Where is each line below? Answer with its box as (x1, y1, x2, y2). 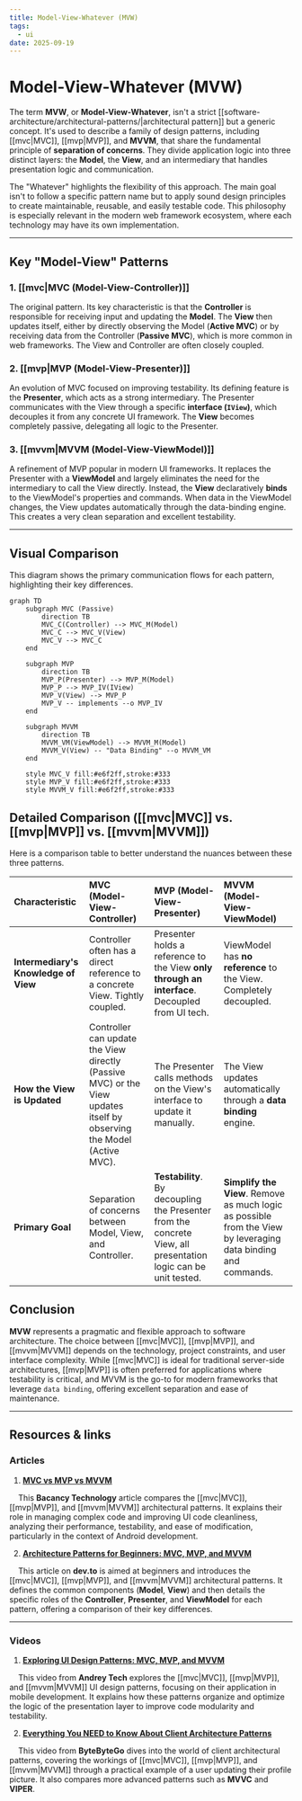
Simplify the (223, 1176, 277, 1189)
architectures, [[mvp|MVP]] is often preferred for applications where (9, 1364, 262, 1375)
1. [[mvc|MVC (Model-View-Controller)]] (9, 281, 191, 293)
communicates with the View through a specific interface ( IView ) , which (9, 402, 277, 413)
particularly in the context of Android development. (9, 1530, 199, 1541)
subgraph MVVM (25, 723, 78, 732)
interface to (154, 1094, 203, 1107)
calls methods (154, 1072, 214, 1084)
